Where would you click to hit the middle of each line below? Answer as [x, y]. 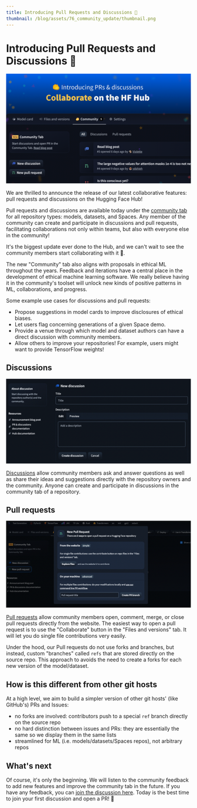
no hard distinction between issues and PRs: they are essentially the [97, 729]
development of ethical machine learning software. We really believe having [98, 276]
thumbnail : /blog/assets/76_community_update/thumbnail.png [81, 18]
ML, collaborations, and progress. [47, 289]
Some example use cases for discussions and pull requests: [78, 300]
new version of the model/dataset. [47, 666]
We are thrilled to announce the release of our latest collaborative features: [97, 192]
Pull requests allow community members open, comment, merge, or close [95, 617]
